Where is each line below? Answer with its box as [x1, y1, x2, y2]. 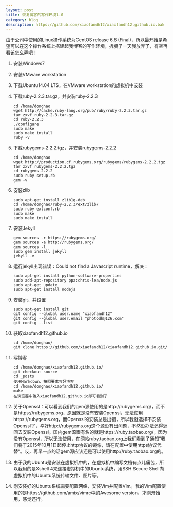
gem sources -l [13, 244, 46, 250]
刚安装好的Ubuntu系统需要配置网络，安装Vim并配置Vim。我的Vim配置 [13, 483, 162, 489]
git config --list [13, 320, 53, 326]
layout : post [6, 7, 34, 13]
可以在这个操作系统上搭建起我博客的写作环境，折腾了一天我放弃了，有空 [10, 43, 163, 49]
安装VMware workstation [13, 72, 66, 78]
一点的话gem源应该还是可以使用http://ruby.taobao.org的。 [42, 448, 166, 454]
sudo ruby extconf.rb [13, 206, 60, 212]
